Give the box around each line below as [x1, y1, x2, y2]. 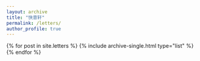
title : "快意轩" [6, 14, 45, 21]
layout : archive [6, 8, 48, 15]
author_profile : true [6, 25, 62, 32]
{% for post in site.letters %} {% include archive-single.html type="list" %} [6, 42, 194, 50]
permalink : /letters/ [6, 20, 62, 26]
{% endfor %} [6, 49, 41, 56]
